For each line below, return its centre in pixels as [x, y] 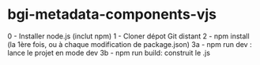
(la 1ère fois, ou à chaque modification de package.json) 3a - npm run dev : [130, 44]
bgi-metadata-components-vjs [112, 14]
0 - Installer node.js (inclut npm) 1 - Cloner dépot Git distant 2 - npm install [128, 36]
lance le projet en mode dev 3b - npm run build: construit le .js [109, 52]
